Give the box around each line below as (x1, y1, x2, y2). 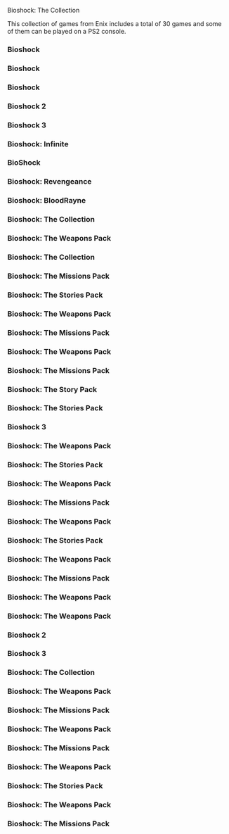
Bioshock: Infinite (7, 139, 69, 149)
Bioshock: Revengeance (7, 177, 92, 187)
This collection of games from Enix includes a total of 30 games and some (7, 20, 222, 27)
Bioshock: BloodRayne (7, 196, 86, 206)
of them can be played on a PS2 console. (7, 27, 126, 35)
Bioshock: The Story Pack (7, 384, 98, 394)
